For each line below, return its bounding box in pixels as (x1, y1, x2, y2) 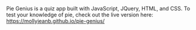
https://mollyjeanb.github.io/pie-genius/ (6, 18, 105, 24)
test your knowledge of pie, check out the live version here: (6, 11, 153, 18)
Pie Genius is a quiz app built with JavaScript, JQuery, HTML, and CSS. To (6, 5, 191, 12)
